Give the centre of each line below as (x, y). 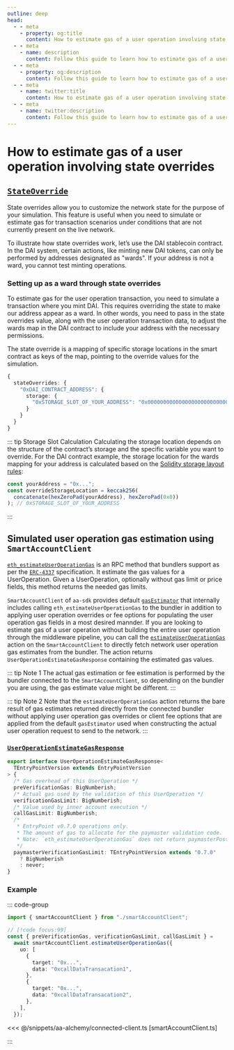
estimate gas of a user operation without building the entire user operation (114, 630)
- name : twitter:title (53, 91)
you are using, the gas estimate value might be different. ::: (92, 688)
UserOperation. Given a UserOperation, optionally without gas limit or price (115, 580)
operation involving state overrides (111, 166)
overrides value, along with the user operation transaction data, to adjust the (117, 321)
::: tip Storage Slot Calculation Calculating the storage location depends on (114, 441)
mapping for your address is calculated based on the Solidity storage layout (116, 463)
